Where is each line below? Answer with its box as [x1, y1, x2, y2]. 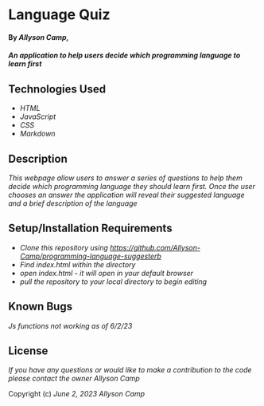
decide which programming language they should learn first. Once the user [8, 182, 256, 191]
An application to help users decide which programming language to [8, 50, 241, 61]
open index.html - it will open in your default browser [19, 268, 193, 278]
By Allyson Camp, [8, 32, 69, 41]
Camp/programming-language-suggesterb [19, 251, 161, 261]
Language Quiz [8, 6, 111, 24]
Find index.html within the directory [19, 259, 136, 269]
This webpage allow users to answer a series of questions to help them [8, 173, 243, 183]
